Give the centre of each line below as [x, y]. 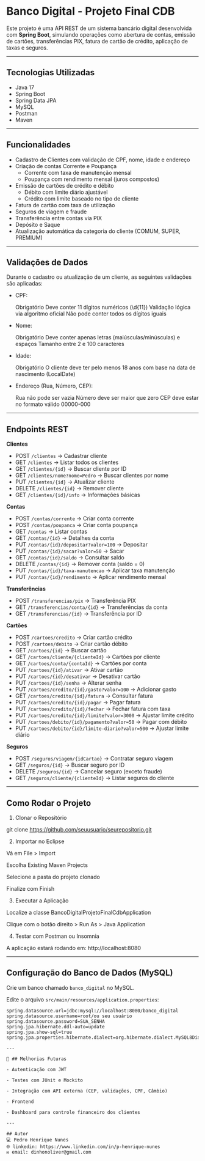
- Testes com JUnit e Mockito [45, 1080]
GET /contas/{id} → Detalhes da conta [65, 538]
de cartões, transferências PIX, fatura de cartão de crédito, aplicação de [97, 41]
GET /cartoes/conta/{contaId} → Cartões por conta [81, 663]
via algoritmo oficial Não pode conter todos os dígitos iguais [91, 314]
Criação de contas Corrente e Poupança [66, 166]
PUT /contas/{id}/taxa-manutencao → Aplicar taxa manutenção [95, 570]
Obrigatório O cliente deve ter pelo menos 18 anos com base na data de [106, 367]
